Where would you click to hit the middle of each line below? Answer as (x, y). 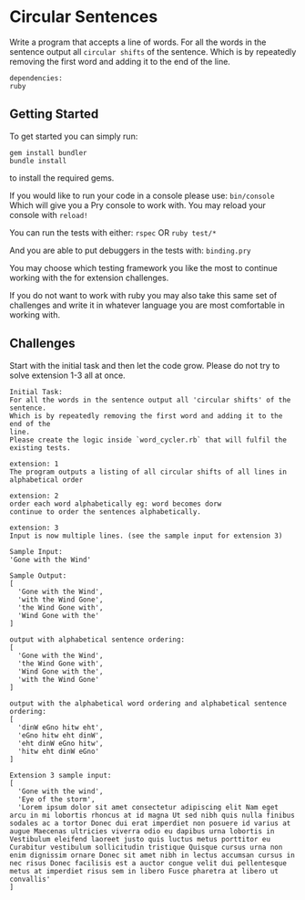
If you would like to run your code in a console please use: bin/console (142, 195)
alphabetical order (46, 480)
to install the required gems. (62, 178)
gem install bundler (49, 152)
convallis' (30, 879)
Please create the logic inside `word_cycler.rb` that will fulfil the (148, 440)
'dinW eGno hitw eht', (61, 727)
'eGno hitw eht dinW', (61, 735)
